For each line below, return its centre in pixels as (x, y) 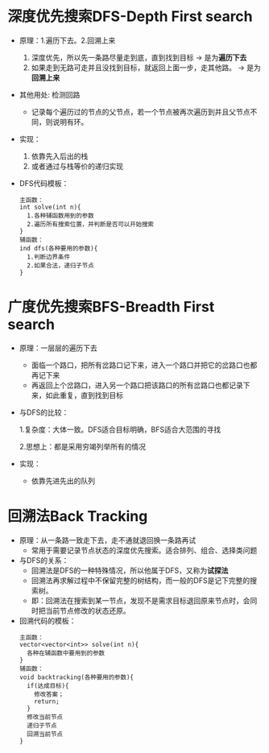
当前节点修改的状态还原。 (88, 610)
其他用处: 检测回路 (50, 94)
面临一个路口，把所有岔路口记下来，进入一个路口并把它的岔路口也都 (144, 365)
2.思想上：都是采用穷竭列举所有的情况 (83, 446)
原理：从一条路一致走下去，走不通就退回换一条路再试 (108, 540)
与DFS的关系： (44, 560)
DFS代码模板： (44, 183)
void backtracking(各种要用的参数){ (77, 677)
